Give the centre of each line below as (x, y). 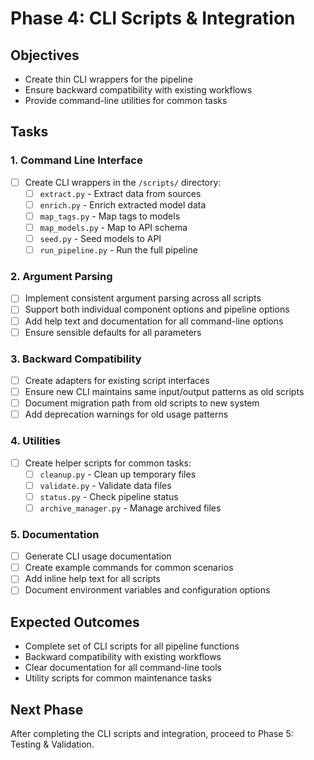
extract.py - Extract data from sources (120, 193)
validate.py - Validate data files (105, 485)
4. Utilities (35, 441)
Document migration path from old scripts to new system (142, 403)
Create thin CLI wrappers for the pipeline (108, 79)
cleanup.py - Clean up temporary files (118, 474)
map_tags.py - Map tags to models (110, 216)
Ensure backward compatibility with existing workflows (138, 90)
